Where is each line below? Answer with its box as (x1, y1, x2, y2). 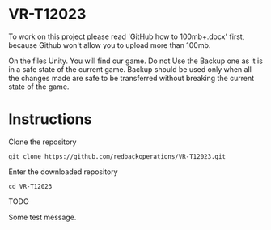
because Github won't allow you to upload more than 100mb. (8, 40, 211, 49)
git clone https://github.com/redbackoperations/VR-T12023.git (8, 152, 227, 160)
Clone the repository (8, 137, 77, 147)
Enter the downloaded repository (8, 167, 119, 177)
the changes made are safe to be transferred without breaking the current (8, 73, 255, 83)
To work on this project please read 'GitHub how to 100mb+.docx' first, (8, 32, 245, 41)
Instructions (8, 110, 92, 129)
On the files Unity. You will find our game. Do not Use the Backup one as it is (8, 56, 263, 66)
